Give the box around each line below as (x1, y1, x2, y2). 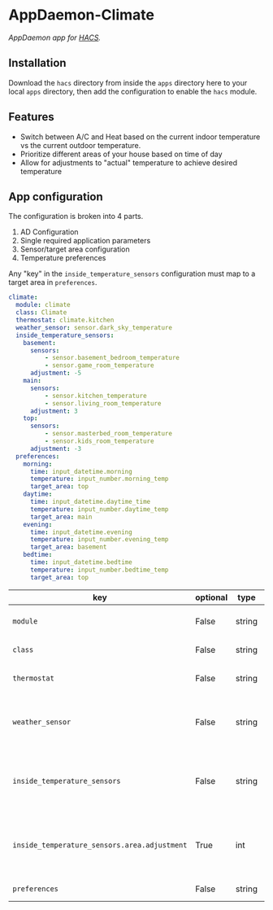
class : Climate (15, 308, 67, 317)
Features (8, 110, 54, 124)
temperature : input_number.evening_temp (29, 536, 169, 544)
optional (194, 592, 228, 603)
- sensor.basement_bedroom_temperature (44, 354, 180, 362)
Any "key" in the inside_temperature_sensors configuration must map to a (8, 269, 256, 278)
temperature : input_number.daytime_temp (29, 505, 169, 514)
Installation (8, 56, 67, 70)
